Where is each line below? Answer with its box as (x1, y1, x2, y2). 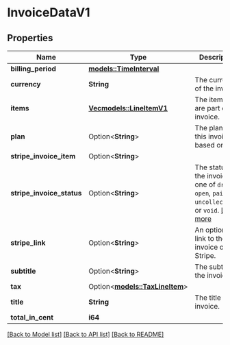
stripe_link (10, 238, 46, 248)
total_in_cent (10, 313, 53, 322)
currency (10, 80, 41, 88)
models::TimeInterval (88, 64, 159, 73)
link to (194, 234, 214, 243)
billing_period (10, 64, 57, 73)
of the (194, 84, 214, 93)
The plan (194, 123, 224, 132)
